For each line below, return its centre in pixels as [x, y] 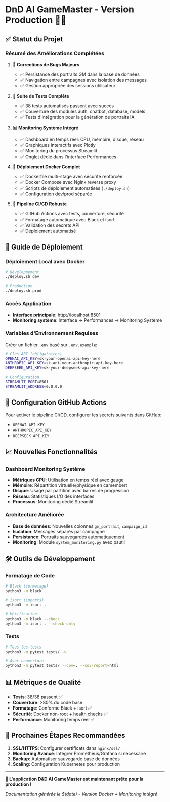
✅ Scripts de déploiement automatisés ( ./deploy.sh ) [75, 188]
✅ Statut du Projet [34, 39]
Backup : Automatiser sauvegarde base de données [66, 759]
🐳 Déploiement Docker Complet [46, 167]
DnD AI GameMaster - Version [70, 9]
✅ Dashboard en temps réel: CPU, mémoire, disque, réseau [82, 139]
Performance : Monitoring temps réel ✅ [53, 719]
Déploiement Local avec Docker [45, 262]
